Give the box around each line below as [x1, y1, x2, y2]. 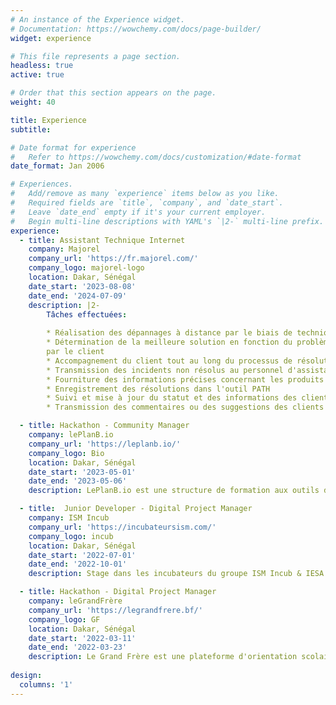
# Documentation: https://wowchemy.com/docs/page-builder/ [10, 24, 262, 34]
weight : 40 [10, 97, 56, 107]
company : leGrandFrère [28, 596, 123, 606]
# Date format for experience [10, 142, 137, 153]
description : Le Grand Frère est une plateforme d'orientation [28, 652, 298, 662]
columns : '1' [19, 679, 74, 690]
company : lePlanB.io [28, 430, 114, 440]
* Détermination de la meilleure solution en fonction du [46, 337, 293, 348]
